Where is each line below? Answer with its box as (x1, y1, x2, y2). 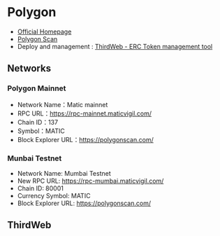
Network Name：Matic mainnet (17, 100, 108, 109)
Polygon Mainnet (7, 83, 66, 93)
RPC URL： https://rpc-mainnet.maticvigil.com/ (17, 109, 152, 118)
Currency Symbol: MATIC (17, 191, 91, 200)
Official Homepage (17, 27, 72, 36)
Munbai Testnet (7, 153, 62, 163)
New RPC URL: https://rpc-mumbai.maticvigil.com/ (17, 176, 164, 185)
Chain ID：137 (17, 118, 58, 126)
